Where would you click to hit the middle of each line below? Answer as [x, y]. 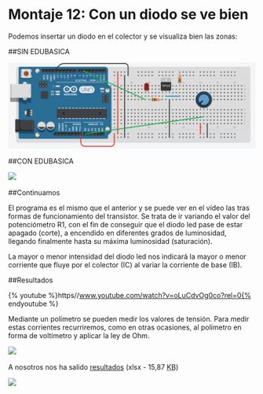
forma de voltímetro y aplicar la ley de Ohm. [79, 336]
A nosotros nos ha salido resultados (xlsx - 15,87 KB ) [93, 367]
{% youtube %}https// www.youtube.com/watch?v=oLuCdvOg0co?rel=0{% [130, 296]
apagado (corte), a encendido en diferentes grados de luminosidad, [117, 233]
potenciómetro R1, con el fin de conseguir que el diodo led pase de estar [126, 225]
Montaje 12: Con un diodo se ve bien [128, 15]
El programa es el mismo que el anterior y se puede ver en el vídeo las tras [129, 208]
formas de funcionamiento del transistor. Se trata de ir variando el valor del [129, 216]
